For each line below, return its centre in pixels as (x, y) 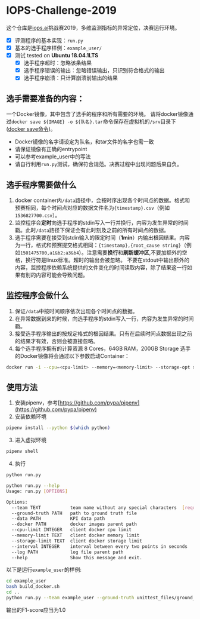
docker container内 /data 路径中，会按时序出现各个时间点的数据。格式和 (102, 200)
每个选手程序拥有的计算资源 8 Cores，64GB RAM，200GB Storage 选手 (103, 348)
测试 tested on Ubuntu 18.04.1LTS (57, 56)
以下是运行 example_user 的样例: (44, 570)
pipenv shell (22, 452)
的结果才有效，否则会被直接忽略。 (57, 341)
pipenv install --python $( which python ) (58, 428)
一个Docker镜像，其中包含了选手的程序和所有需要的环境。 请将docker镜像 (97, 114)
